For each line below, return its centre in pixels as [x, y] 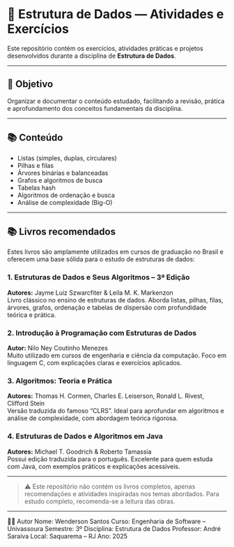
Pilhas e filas [36, 165]
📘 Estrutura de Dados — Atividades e [116, 14]
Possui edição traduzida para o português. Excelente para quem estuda [110, 459]
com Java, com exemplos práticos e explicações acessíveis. [94, 466]
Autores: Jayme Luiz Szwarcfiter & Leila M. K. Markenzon [91, 293]
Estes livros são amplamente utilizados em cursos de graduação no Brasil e [116, 252]
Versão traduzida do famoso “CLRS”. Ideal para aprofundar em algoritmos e [116, 411]
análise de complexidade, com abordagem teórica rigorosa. [93, 418]
